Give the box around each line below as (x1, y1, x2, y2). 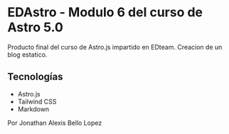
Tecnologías (7, 71, 63, 83)
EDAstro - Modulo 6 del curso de (7, 4, 203, 21)
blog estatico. (7, 50, 48, 59)
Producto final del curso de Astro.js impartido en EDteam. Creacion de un (7, 43, 223, 51)
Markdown (17, 104, 50, 113)
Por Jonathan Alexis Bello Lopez (7, 118, 102, 127)
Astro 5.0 (7, 19, 64, 35)
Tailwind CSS (17, 97, 57, 106)
